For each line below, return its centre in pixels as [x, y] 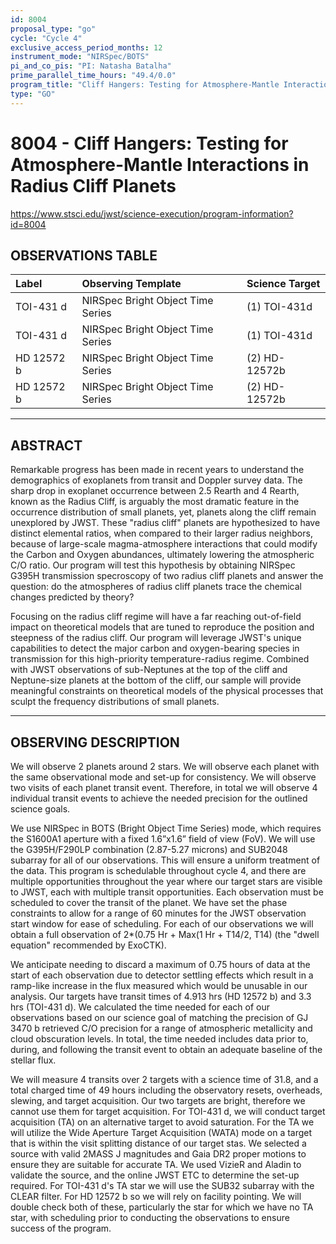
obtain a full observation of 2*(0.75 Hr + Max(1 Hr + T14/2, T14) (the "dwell [165, 934]
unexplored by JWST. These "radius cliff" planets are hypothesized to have [165, 523]
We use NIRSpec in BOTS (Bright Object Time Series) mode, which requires [166, 828]
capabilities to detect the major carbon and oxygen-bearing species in [155, 648]
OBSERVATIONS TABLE [84, 255]
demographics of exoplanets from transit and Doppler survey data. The [156, 480]
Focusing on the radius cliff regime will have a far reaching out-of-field [156, 617]
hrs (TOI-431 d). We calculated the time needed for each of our [140, 1007]
